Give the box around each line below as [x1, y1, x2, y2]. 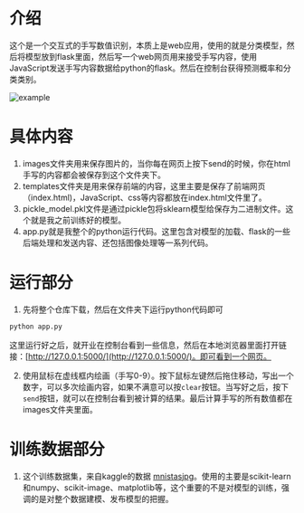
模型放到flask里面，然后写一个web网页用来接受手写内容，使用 [24, 51, 258, 62]
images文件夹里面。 [22, 404, 98, 414]
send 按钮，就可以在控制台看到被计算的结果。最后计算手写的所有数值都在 [22, 393, 293, 404]
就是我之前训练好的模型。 [30, 214, 127, 225]
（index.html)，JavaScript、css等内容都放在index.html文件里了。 [22, 192, 267, 203]
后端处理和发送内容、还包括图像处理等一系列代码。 [22, 237, 214, 248]
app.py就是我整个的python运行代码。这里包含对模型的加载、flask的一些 [22, 225, 291, 236]
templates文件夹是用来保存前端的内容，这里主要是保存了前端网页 [22, 180, 266, 191]
